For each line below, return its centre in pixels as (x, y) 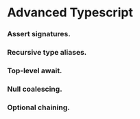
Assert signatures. (39, 34)
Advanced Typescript (70, 13)
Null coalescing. (35, 89)
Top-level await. (35, 70)
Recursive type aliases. (47, 53)
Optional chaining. (38, 107)
